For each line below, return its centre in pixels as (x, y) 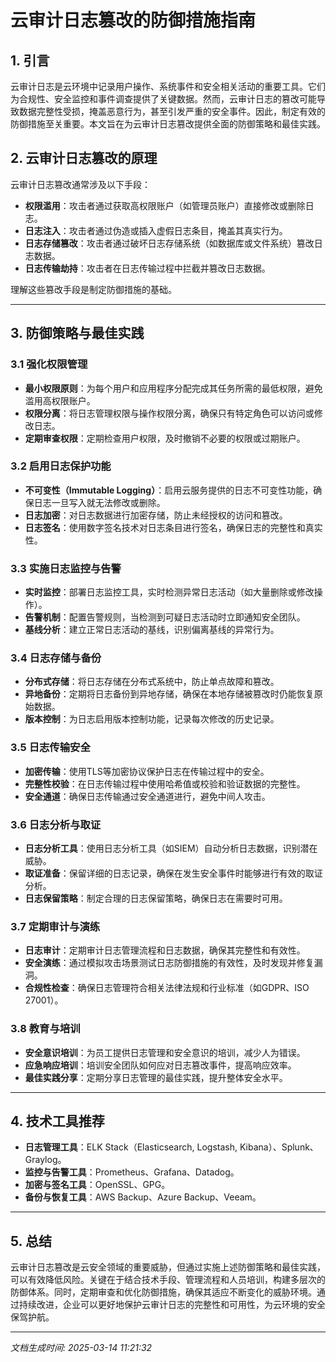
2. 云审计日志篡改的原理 (84, 158)
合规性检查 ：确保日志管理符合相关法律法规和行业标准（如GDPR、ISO (167, 988)
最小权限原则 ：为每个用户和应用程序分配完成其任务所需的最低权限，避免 (173, 388)
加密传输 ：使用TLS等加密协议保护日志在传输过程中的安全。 (147, 771)
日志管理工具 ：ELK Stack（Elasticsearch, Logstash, (131, 1147)
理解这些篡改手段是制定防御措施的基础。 (93, 289)
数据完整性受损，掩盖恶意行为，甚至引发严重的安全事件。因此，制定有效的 (172, 111)
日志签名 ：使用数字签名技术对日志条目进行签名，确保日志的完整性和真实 (173, 527)
